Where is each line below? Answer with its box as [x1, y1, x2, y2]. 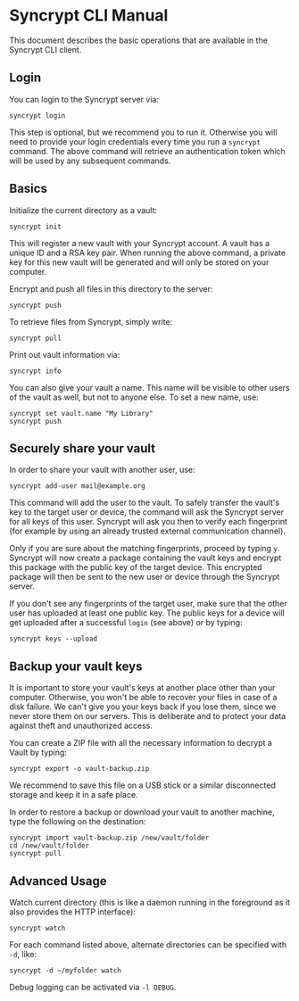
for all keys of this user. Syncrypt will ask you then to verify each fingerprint [9, 517, 288, 527]
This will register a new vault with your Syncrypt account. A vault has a [9, 237, 270, 248]
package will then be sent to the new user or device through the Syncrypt [9, 572, 280, 583]
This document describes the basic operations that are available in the [9, 35, 268, 45]
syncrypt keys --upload [9, 634, 98, 643]
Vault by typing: [9, 747, 67, 758]
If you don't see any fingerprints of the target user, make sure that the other [9, 599, 287, 609]
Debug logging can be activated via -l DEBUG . [9, 982, 177, 992]
